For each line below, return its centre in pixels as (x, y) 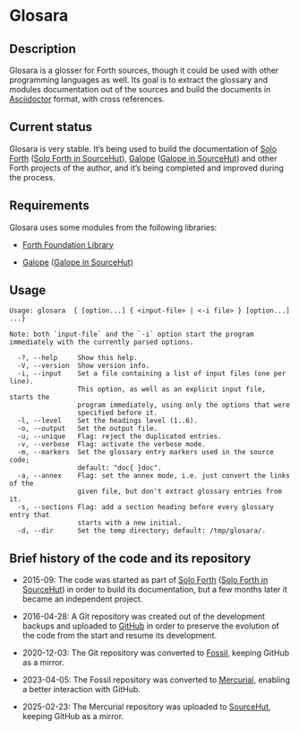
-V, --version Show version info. (84, 366)
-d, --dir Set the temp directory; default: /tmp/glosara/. (142, 531)
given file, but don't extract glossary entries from (179, 492)
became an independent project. (82, 599)
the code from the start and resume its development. (120, 636)
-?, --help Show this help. (78, 358)
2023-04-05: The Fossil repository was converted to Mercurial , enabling (156, 680)
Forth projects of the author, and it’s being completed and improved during (147, 168)
